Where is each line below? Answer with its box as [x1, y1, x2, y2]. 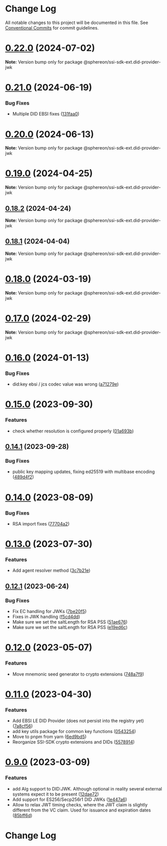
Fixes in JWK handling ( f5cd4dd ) [12, 613, 81, 620]
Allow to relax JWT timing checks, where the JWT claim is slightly [12, 801, 148, 807]
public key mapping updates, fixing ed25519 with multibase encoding [12, 468, 155, 475]
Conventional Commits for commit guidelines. [5, 24, 99, 30]
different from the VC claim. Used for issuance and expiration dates [12, 807, 151, 813]
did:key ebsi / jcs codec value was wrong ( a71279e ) [12, 381, 119, 387]
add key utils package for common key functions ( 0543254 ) [12, 728, 136, 734]
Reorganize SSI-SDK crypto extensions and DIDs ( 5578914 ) [12, 739, 135, 745]
